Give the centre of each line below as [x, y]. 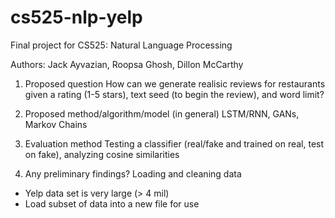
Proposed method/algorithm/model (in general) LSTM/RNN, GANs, [162, 113]
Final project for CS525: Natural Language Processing [121, 45]
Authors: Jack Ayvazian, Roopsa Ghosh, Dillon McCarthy [127, 64]
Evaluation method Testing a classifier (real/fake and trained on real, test [174, 143]
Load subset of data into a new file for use [112, 203]
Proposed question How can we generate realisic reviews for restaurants [175, 83]
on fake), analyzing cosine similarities [102, 154]
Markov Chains [56, 124]
